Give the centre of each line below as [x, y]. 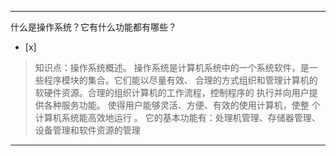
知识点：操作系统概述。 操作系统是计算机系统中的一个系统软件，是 [172, 67]
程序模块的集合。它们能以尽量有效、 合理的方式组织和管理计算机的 [180, 80]
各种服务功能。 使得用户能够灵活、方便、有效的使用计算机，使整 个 [182, 105]
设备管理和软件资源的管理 [87, 130]
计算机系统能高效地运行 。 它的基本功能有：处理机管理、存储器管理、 [177, 117]
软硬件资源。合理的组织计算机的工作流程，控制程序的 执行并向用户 [172, 92]
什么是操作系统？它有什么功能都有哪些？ [93, 27]
